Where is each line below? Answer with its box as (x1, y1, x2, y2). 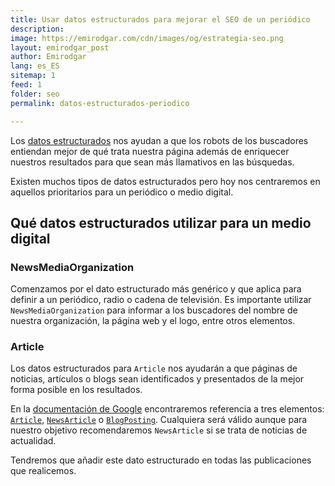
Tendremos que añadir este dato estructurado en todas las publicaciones (10, 454, 312, 466)
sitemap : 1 (10, 71, 56, 81)
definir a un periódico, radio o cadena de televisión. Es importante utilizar (10, 294, 312, 306)
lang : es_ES (10, 61, 60, 71)
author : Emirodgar (10, 52, 87, 62)
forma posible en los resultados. (10, 384, 143, 396)
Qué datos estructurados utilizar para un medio (10, 214, 312, 231)
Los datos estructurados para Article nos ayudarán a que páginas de (10, 362, 298, 375)
